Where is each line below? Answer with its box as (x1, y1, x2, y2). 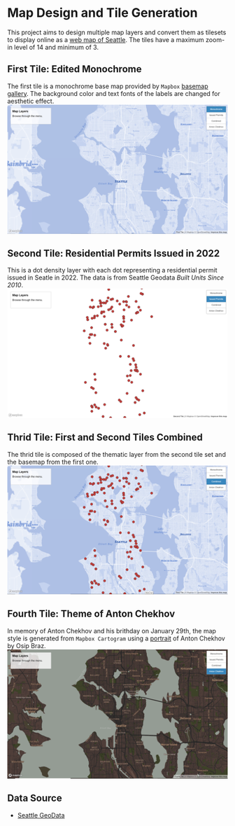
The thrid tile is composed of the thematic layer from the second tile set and (7, 450, 226, 458)
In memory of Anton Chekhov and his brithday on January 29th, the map (7, 626, 217, 635)
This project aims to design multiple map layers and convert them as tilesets (7, 28, 227, 36)
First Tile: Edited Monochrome (7, 63, 142, 75)
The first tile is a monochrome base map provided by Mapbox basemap (7, 82, 208, 90)
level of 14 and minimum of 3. (13, 43, 99, 51)
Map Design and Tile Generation (7, 5, 198, 21)
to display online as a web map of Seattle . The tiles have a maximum (7, 35, 204, 43)
